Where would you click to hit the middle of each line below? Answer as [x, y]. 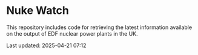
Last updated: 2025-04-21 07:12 [46, 45]
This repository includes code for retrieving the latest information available [99, 27]
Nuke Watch [38, 11]
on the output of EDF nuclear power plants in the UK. [72, 33]
